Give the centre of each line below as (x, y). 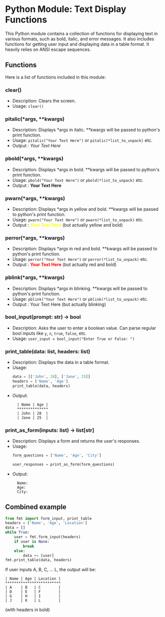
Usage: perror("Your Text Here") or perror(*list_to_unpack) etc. (80, 259)
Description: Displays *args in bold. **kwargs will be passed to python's (86, 169)
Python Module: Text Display (66, 9)
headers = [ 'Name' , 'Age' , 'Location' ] (46, 523)
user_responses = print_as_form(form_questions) (63, 464)
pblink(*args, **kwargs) (35, 277)
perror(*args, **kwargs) (35, 238)
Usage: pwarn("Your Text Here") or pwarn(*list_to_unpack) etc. (78, 220)
